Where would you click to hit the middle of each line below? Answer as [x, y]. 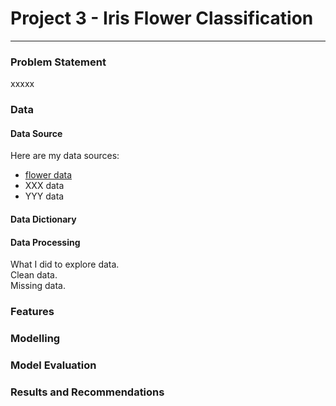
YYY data [44, 196]
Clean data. [34, 275]
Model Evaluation [53, 365]
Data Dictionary [43, 219]
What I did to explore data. [65, 264]
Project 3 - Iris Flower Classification [162, 18]
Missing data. [38, 286]
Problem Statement [58, 62]
